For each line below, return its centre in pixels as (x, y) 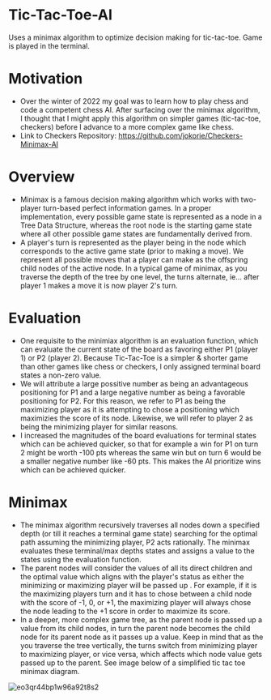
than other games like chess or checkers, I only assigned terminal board (140, 366)
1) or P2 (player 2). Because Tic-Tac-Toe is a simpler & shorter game (134, 357)
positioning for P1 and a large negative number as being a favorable (132, 392)
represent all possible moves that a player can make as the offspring (134, 259)
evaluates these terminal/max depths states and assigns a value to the (137, 551)
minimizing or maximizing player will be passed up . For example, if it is (138, 585)
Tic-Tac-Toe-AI (61, 15)
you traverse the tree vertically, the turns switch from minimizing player (139, 645)
